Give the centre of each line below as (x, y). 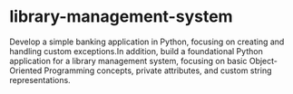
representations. (40, 80)
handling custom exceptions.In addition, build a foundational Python (136, 51)
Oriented (26, 70)
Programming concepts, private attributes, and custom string (158, 70)
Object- (264, 61)
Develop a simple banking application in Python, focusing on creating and (147, 42)
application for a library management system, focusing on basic (128, 61)
